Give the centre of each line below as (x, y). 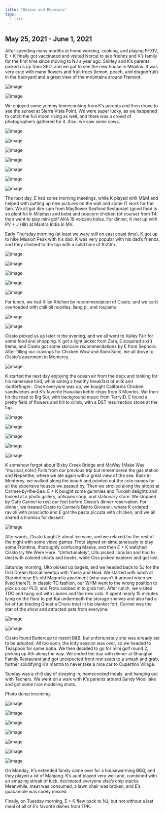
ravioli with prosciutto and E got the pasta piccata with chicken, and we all (80, 513)
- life (16, 19)
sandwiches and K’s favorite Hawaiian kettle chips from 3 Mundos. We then (82, 392)
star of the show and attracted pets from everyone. (57, 609)
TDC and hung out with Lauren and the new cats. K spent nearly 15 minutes (82, 594)
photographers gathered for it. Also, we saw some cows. (63, 122)
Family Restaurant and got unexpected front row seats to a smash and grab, (82, 659)
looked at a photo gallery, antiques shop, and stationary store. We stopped (81, 497)
